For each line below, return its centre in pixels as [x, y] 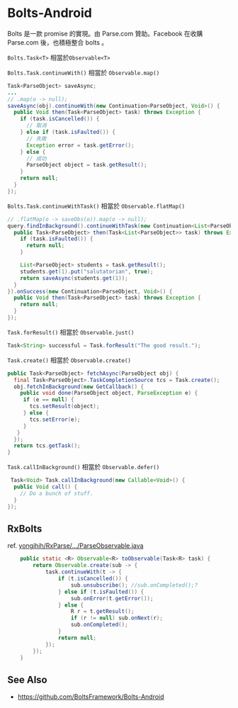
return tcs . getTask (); [47, 446]
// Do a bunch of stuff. [57, 493]
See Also [27, 679]
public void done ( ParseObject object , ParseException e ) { [109, 393]
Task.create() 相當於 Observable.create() [69, 360]
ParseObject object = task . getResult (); [86, 165]
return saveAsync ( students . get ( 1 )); [74, 278]
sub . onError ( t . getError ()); [112, 598]
